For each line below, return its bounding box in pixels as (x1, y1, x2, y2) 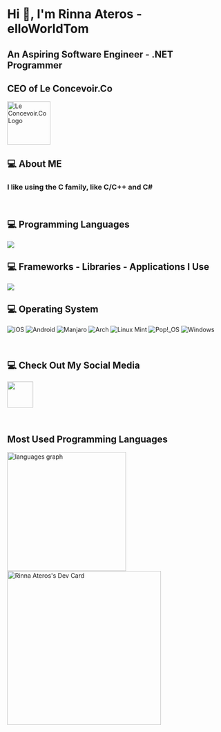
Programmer (7, 59, 63, 71)
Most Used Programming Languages (7, 433, 168, 445)
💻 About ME (7, 158, 62, 170)
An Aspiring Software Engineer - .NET (7, 48, 174, 60)
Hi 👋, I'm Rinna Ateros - (7, 6, 142, 22)
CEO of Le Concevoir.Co (7, 82, 113, 94)
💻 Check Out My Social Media (7, 359, 140, 371)
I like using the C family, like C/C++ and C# (7, 182, 153, 192)
